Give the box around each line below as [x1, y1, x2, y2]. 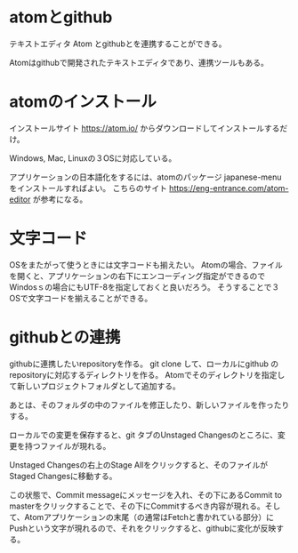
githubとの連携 [9, 327, 121, 347]
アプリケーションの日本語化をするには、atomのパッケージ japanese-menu [9, 172, 282, 182]
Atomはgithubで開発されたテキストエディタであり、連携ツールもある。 [9, 57, 270, 68]
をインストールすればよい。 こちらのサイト [9, 182, 167, 193]
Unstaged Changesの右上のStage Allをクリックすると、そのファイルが [9, 459, 269, 470]
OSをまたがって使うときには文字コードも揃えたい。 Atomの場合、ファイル [9, 259, 283, 270]
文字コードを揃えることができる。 [28, 293, 153, 303]
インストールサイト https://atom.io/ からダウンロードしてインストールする [9, 123, 280, 133]
